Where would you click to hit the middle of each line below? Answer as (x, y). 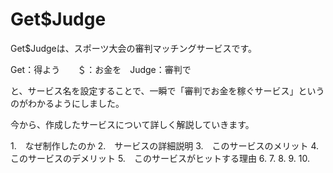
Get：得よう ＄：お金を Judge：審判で (101, 69)
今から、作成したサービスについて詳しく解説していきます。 (132, 124)
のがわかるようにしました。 (67, 103)
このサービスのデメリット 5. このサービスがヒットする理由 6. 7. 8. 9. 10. (160, 158)
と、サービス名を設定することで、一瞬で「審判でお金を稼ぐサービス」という (167, 90)
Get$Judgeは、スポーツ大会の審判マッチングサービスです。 (134, 48)
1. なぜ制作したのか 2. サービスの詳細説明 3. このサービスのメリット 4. (165, 145)
